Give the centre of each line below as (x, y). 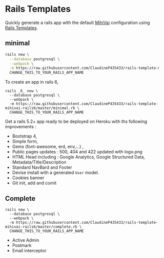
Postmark (22, 245)
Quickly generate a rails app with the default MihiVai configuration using (78, 23)
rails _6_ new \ (21, 91)
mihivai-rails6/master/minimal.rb (40, 108)
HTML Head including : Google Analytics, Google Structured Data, (79, 157)
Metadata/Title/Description (39, 162)
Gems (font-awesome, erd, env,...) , (48, 147)
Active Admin (26, 240)
